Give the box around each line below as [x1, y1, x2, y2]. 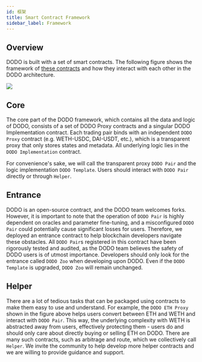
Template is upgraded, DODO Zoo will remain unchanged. [6, 264, 143, 271]
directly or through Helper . [6, 173, 72, 180]
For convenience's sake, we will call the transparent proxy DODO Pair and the [6, 160, 197, 167]
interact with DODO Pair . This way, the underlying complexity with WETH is [6, 316, 191, 323]
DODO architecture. [6, 71, 55, 78]
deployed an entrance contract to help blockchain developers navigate [6, 232, 182, 239]
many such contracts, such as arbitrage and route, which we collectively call [6, 335, 197, 343]
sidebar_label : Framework [6, 20, 71, 26]
